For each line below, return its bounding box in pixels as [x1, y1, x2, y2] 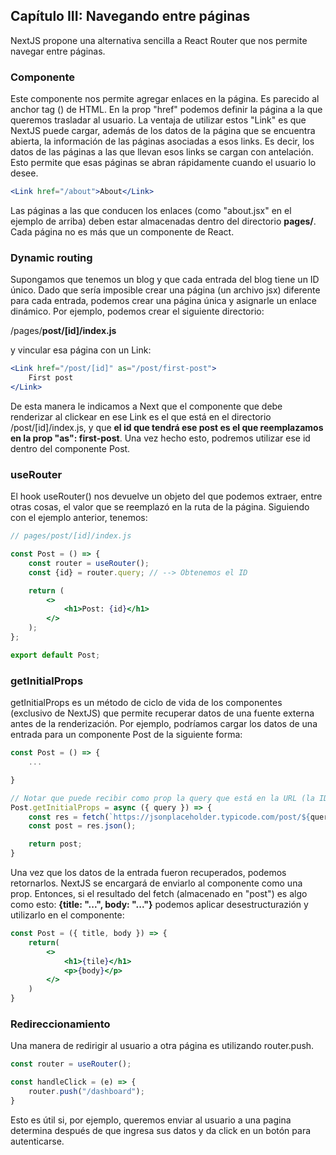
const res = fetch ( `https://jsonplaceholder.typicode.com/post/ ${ [28, 812, 311, 822]
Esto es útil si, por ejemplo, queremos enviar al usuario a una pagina [10, 1114, 292, 1126]
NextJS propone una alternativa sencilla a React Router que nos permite [10, 34, 308, 46]
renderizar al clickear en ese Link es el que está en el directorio [10, 410, 272, 423]
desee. [10, 167, 39, 179]
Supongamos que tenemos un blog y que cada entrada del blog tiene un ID [10, 274, 320, 286]
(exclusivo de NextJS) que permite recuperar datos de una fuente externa [10, 707, 315, 719]
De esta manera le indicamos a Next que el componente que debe [10, 400, 283, 412]
